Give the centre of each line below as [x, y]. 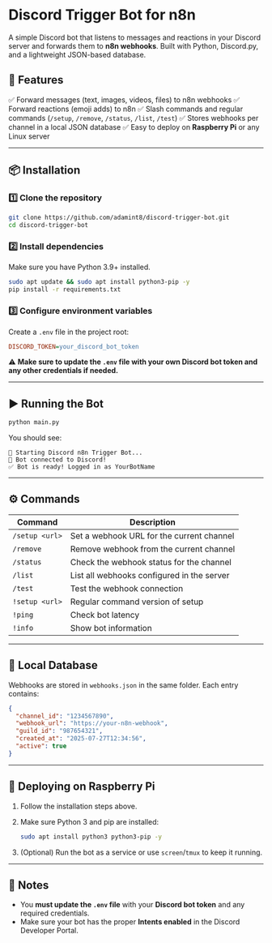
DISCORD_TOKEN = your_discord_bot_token [74, 346]
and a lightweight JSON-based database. [77, 54]
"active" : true [41, 746]
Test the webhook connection [127, 588]
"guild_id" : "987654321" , [59, 731]
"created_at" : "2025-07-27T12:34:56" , [81, 739]
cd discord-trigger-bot [49, 225]
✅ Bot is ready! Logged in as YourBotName [82, 467]
